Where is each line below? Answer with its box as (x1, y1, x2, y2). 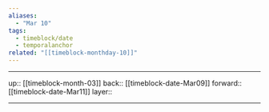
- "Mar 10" (15, 19, 52, 27)
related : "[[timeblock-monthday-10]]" (8, 49, 138, 57)
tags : (8, 26, 26, 34)
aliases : (8, 11, 38, 20)
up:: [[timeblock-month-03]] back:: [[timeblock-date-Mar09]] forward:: (8, 78, 243, 88)
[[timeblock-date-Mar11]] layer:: (8, 87, 113, 96)
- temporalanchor (15, 42, 74, 50)
